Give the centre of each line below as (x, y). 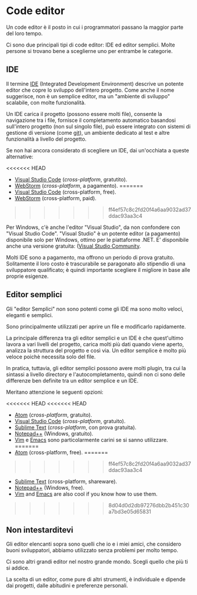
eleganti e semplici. (30, 315)
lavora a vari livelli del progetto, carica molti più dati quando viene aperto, (95, 344)
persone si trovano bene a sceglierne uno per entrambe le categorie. (89, 51)
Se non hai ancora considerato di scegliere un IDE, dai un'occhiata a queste (98, 150)
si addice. (18, 568)
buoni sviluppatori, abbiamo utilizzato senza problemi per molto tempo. (92, 550)
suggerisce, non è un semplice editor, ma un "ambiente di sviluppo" (88, 96)
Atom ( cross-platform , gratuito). (53, 415)
